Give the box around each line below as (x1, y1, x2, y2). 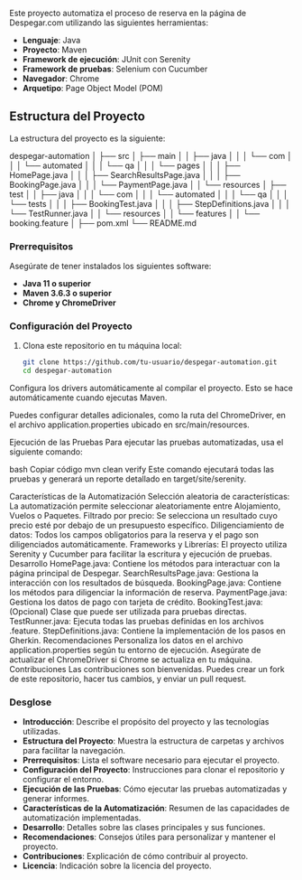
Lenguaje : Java (22, 35, 81, 45)
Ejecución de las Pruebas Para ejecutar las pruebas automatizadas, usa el (9, 437, 284, 448)
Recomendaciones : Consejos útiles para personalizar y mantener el (22, 831, 277, 843)
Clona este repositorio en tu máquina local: (22, 341, 182, 351)
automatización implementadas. (22, 812, 142, 823)
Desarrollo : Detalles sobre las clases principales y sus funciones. (22, 822, 266, 833)
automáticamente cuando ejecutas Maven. (9, 392, 168, 403)
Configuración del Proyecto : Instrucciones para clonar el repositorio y (22, 764, 286, 775)
